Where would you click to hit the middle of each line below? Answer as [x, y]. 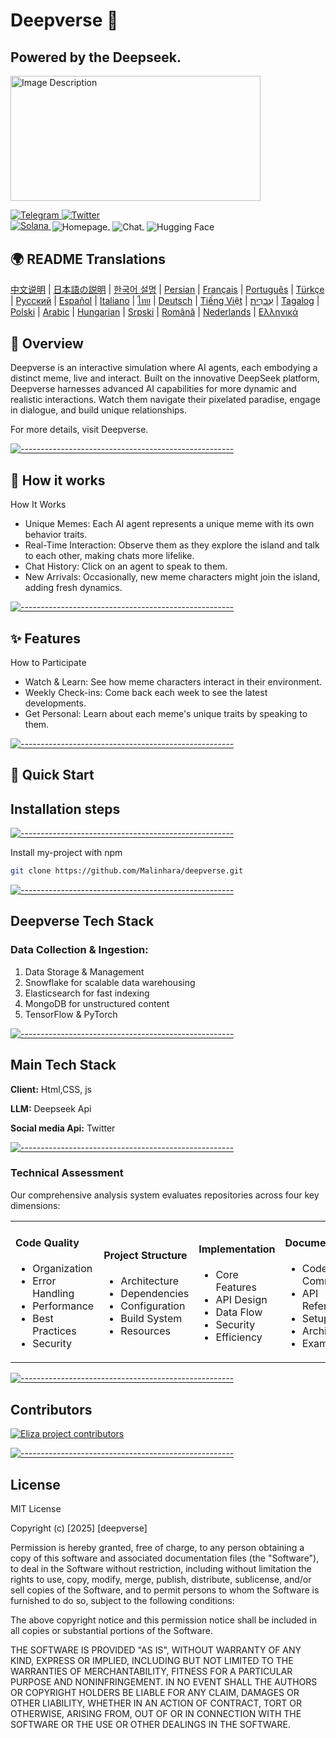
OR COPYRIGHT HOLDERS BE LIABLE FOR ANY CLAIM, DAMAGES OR [155, 1693]
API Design [241, 1300]
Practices [54, 1331]
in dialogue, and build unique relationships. [99, 410]
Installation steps [65, 809]
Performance [63, 1306]
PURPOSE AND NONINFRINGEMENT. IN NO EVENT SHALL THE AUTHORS [164, 1682]
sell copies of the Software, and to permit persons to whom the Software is [165, 1590]
